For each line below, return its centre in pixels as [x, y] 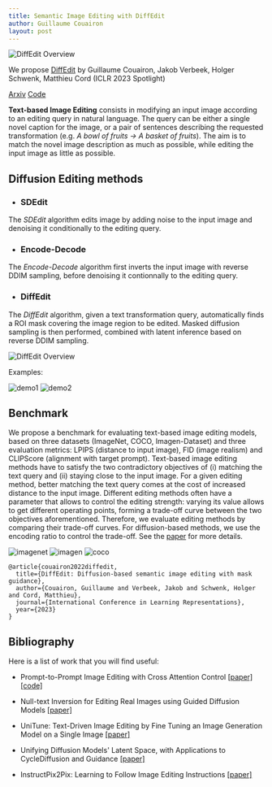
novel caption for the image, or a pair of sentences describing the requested [136, 128]
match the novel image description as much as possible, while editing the [131, 145]
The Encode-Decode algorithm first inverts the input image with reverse [129, 267]
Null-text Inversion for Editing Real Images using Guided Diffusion [130, 702]
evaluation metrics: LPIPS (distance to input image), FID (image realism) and [136, 450]
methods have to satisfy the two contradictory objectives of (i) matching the [136, 467]
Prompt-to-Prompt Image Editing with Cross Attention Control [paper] [136, 677]
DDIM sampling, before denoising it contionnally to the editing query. [123, 276]
